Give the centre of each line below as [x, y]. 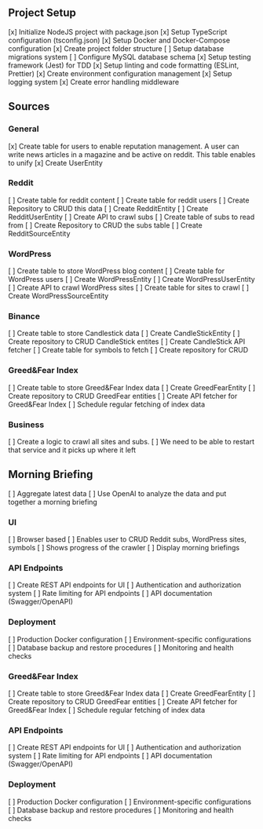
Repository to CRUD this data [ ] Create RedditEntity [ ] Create [108, 208]
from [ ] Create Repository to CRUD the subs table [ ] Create [105, 225]
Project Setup [42, 13]
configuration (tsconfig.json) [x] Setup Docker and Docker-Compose [119, 40]
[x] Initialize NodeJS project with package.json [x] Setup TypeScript [118, 31]
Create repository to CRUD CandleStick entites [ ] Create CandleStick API [127, 341]
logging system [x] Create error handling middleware [93, 82]
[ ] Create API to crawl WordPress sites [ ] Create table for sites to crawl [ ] [129, 288]
